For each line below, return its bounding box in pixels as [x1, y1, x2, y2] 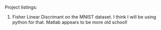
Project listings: [5, 4, 37, 10]
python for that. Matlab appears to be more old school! [12, 19, 128, 25]
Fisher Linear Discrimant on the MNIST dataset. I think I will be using [12, 14, 156, 19]
